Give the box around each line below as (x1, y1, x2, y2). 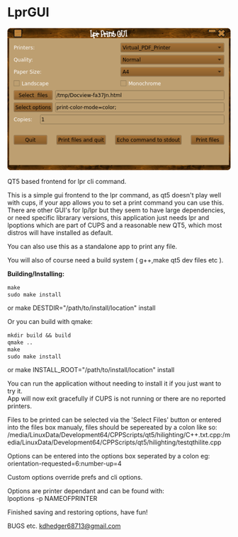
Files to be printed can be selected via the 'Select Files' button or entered (7, 415, 222, 425)
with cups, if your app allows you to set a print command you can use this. (7, 199, 225, 207)
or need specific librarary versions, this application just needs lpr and (7, 214, 210, 222)
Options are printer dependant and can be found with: (7, 487, 165, 495)
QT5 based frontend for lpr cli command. (7, 178, 127, 186)
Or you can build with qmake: (7, 318, 93, 326)
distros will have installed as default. (7, 229, 113, 237)
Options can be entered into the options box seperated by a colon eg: (7, 452, 210, 461)
